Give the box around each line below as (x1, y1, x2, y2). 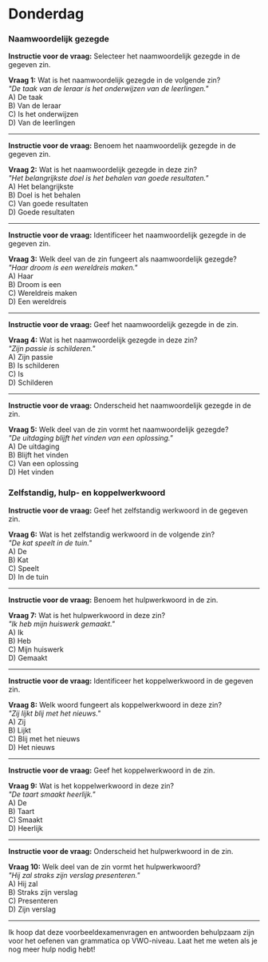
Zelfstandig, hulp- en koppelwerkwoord (8, 487, 166, 498)
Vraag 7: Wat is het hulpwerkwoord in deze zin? (8, 610, 166, 620)
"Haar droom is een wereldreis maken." (8, 263, 138, 273)
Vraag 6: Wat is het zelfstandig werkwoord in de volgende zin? (8, 529, 215, 539)
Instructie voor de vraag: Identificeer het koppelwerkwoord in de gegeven (8, 676, 254, 685)
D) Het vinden (8, 467, 54, 477)
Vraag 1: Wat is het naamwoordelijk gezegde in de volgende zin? (8, 75, 221, 85)
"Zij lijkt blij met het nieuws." (8, 709, 101, 718)
